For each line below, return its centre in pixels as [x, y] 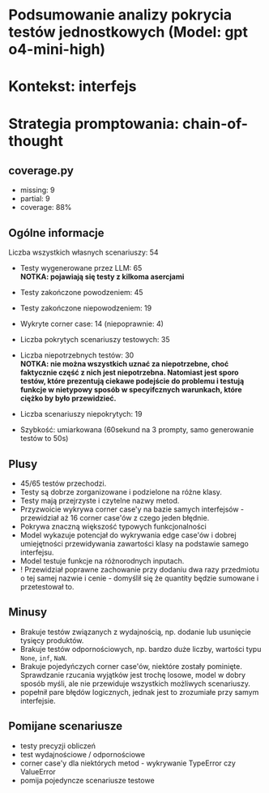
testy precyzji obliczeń [58, 746]
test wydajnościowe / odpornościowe [83, 754]
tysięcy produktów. [52, 640]
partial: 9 [35, 199]
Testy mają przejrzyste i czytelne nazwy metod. [100, 501]
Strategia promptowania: [94, 124]
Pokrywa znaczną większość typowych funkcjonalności [113, 526]
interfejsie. [38, 701]
